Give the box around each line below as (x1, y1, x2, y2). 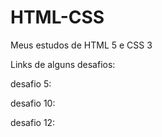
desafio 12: (10, 116, 56, 128)
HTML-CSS (10, 6, 105, 29)
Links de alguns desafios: (10, 58, 116, 70)
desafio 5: (10, 77, 52, 90)
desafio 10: (10, 97, 56, 109)
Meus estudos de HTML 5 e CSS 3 (10, 39, 153, 51)
